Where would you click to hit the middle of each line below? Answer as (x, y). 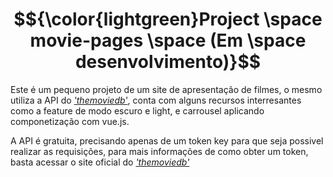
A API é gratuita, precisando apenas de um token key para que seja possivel (167, 140)
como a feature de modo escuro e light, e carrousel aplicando (137, 110)
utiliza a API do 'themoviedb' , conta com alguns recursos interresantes (156, 100)
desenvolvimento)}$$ (168, 62)
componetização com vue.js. (70, 121)
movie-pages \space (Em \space (168, 40)
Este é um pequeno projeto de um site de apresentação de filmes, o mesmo (166, 89)
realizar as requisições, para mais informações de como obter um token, (159, 151)
